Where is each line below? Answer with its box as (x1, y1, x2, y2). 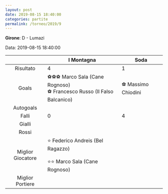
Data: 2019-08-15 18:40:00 (5, 44, 61, 50)
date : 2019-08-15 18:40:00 (5, 12, 61, 17)
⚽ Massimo (121, 80, 149, 87)
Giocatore (13, 154, 37, 161)
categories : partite (5, 16, 48, 21)
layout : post (5, 7, 32, 12)
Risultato (14, 65, 36, 72)
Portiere (15, 180, 35, 187)
